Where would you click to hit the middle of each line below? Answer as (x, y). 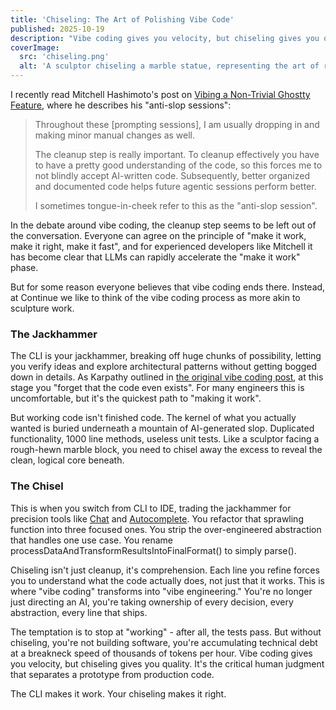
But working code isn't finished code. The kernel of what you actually (153, 418)
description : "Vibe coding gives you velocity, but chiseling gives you (165, 38)
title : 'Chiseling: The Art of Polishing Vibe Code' (122, 19)
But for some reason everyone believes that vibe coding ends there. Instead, (168, 287)
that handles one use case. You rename (91, 540)
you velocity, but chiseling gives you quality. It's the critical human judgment (167, 663)
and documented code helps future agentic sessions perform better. (175, 186)
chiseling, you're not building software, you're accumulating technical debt (164, 642)
